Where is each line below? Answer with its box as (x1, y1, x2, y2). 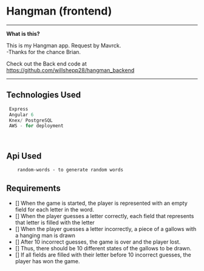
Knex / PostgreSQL (8, 117, 53, 123)
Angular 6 (8, 111, 34, 118)
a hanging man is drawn (15, 232, 76, 239)
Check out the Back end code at (6, 60, 87, 67)
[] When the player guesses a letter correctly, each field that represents (15, 212, 194, 219)
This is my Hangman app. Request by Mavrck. (6, 41, 121, 49)
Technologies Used (6, 90, 81, 100)
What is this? (6, 30, 41, 37)
